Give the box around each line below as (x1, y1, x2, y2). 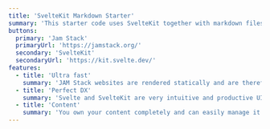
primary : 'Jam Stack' (15, 34, 88, 42)
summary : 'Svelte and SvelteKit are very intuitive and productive (22, 94, 253, 102)
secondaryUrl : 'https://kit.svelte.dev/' (15, 57, 157, 65)
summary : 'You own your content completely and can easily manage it (22, 109, 261, 117)
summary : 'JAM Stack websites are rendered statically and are (22, 79, 239, 87)
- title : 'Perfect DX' (15, 86, 92, 95)
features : (8, 64, 42, 72)
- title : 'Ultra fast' (15, 71, 92, 79)
